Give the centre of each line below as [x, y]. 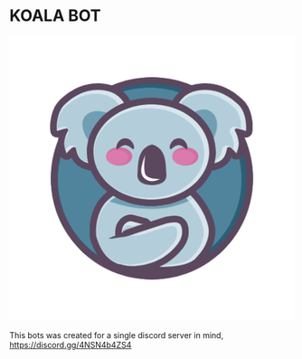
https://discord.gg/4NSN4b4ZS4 [71, 345]
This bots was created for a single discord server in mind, [117, 335]
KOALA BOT [55, 16]
